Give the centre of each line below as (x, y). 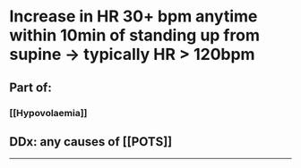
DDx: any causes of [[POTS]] (91, 142)
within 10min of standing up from (134, 35)
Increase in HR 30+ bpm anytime (133, 17)
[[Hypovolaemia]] (48, 113)
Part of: (30, 87)
